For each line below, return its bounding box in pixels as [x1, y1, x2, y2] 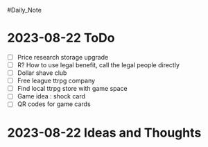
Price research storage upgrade [17, 53, 109, 61]
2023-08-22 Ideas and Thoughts [7, 125, 202, 141]
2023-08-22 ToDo [7, 31, 115, 46]
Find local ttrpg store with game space [17, 85, 128, 93]
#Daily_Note [7, 6, 42, 14]
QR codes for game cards [17, 100, 92, 108]
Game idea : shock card [17, 92, 85, 101]
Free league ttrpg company [17, 76, 96, 85]
